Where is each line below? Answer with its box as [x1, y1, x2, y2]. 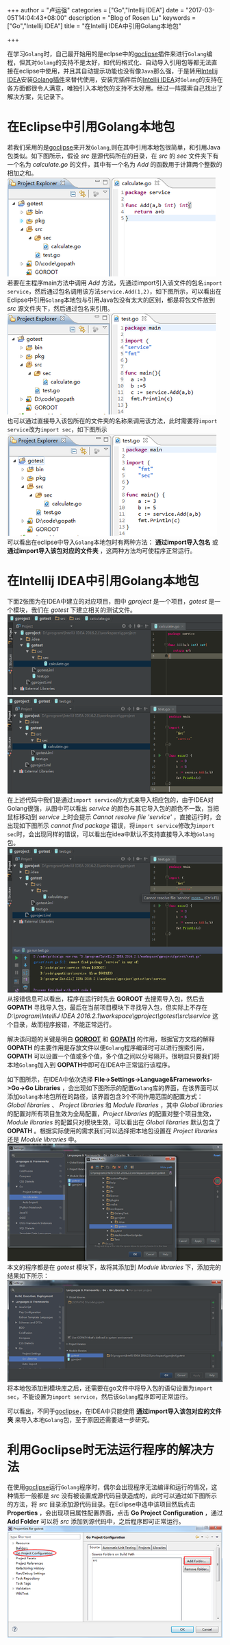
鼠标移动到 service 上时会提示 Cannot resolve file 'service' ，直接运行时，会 [7, 813, 222, 821]
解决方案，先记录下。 [7, 93, 67, 101]
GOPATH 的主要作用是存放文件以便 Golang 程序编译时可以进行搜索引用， [7, 1043, 209, 1052]
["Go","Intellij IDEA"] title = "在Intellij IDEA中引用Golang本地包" [7, 22, 181, 29]
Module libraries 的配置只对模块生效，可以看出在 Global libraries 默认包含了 [7, 1117, 221, 1126]
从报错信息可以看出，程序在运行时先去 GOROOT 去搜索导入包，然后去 [7, 994, 205, 1003]
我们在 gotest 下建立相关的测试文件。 [30, 606, 137, 614]
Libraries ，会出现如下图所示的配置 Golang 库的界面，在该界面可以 [34, 1083, 219, 1092]
